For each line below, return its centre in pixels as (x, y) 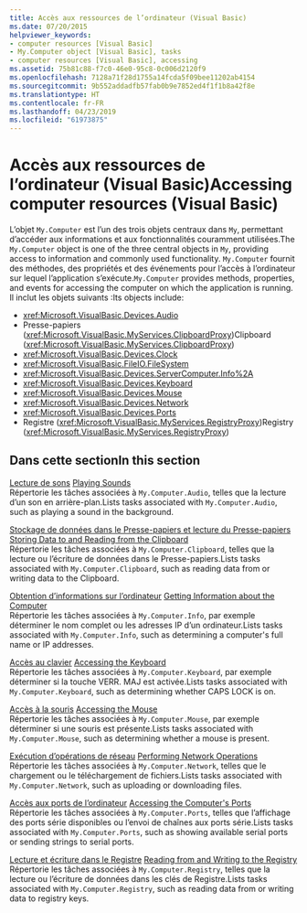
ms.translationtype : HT (55, 94)
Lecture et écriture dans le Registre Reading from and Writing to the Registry (153, 859)
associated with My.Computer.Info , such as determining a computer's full (146, 634)
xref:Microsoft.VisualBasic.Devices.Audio (101, 316)
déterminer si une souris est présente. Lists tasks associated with (132, 728)
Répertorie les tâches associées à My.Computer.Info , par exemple (132, 615)
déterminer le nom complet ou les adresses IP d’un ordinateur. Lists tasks (146, 625)
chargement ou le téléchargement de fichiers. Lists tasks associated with (146, 775)
